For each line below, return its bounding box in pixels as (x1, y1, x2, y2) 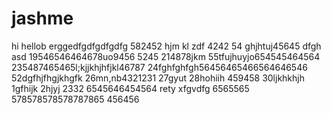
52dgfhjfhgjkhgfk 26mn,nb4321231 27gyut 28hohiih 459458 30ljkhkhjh (11, 72, 305, 84)
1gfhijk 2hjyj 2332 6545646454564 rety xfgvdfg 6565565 (11, 82, 250, 94)
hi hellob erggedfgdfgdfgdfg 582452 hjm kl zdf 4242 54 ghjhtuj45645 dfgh (11, 40, 322, 52)
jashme (11, 7, 74, 30)
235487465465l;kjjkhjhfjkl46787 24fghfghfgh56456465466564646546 (11, 61, 308, 73)
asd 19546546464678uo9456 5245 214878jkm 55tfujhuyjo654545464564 (11, 50, 321, 62)
